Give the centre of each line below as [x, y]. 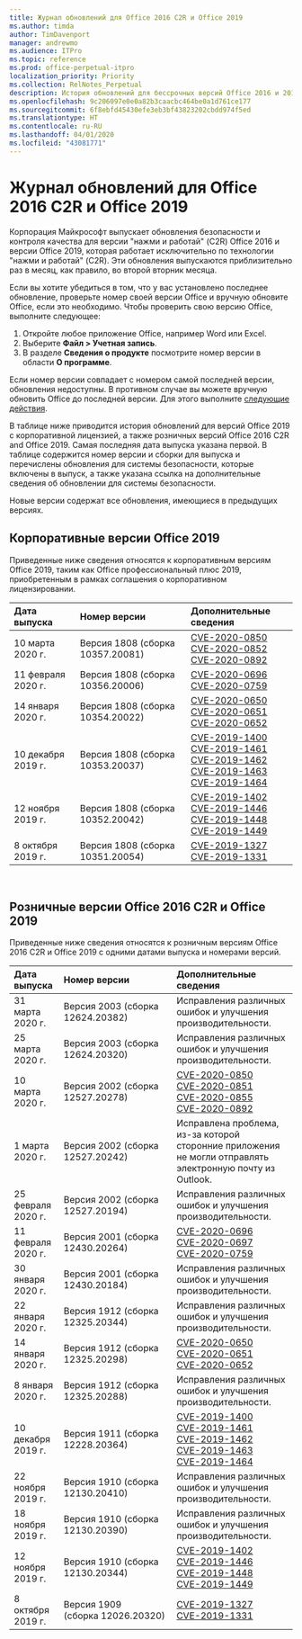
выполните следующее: [55, 316]
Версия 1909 [93, 1605]
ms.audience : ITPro [46, 51]
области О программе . [67, 362]
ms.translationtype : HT [54, 118]
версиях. [27, 510]
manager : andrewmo [44, 43]
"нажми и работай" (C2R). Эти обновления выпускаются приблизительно [151, 260]
